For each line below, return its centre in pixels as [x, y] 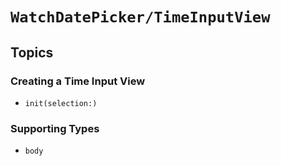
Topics [32, 52]
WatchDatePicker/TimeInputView [140, 17]
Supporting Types [55, 128]
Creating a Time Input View [78, 81]
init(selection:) [61, 103]
